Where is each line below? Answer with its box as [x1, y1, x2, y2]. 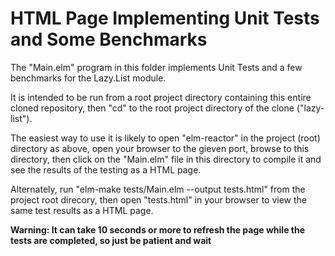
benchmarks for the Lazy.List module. [10, 72, 167, 84]
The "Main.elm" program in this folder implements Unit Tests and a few [10, 61, 303, 73]
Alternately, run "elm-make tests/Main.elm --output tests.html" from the [10, 183, 306, 195]
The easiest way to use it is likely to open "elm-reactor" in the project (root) [10, 132, 321, 144]
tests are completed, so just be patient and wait [10, 234, 212, 246]
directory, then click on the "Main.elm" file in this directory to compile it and [10, 153, 322, 165]
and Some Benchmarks [10, 28, 208, 51]
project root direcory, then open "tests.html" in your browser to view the [10, 193, 308, 206]
